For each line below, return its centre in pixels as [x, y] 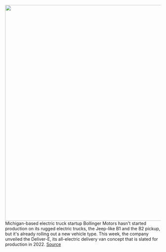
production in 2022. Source [33, 244]
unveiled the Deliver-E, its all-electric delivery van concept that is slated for [82, 239]
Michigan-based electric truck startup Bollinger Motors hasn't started [76, 223]
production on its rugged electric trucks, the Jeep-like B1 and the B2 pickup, [83, 229]
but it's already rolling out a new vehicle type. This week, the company [77, 234]
